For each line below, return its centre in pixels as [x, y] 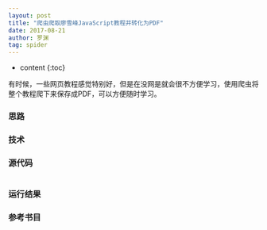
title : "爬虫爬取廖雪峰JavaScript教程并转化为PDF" [86, 23]
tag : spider [28, 45]
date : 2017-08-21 [37, 30]
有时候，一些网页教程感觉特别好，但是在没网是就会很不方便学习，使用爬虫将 [133, 84]
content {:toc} [43, 67]
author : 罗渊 [29, 38]
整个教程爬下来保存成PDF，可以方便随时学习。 [85, 94]
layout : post [30, 15]
